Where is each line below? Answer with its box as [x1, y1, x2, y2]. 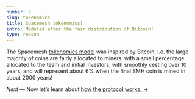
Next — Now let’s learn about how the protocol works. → [6, 86, 149, 93]
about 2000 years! [6, 74, 53, 81]
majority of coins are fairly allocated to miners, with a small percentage [6, 55, 185, 62]
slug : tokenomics [6, 15, 51, 21]
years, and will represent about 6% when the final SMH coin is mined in [6, 67, 186, 75]
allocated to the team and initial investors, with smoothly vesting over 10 [6, 61, 187, 69]
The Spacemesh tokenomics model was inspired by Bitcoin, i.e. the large [6, 48, 189, 55]
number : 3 [6, 9, 32, 15]
